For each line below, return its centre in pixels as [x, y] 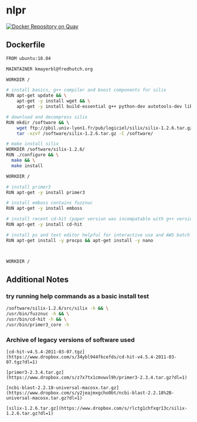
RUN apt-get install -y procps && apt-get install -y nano [80, 240]
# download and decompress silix [47, 117]
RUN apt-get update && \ [36, 96]
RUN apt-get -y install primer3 [45, 192]
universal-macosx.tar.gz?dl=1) [44, 398]
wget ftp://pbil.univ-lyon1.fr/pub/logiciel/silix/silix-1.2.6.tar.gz [105, 128]
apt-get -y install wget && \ [54, 101]
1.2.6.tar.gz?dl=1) [30, 413]
